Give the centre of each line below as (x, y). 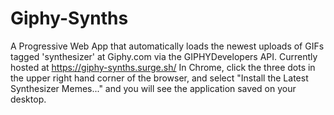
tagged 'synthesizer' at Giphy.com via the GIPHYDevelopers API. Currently (164, 56)
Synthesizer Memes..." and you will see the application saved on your (153, 88)
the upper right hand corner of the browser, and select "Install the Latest (159, 78)
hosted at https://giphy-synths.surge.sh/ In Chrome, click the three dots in (163, 67)
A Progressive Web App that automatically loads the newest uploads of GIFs (167, 46)
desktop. (28, 99)
